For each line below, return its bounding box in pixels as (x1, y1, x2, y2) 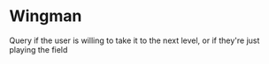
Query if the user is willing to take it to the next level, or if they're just (9, 35, 260, 46)
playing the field (9, 44, 68, 54)
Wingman (9, 6, 82, 26)
